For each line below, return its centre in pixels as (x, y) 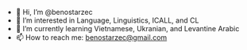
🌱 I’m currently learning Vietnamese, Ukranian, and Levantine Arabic (127, 29)
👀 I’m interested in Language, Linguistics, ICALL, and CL (107, 20)
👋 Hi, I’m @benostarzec (54, 12)
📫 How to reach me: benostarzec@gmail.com (91, 37)
